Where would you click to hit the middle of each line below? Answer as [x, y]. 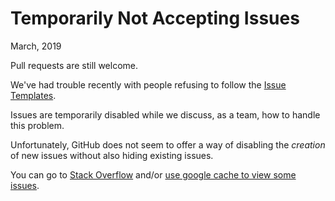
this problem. [37, 125]
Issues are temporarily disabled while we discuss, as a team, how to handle [165, 114]
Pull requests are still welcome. [74, 65]
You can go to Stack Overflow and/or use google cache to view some [153, 174]
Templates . [33, 95]
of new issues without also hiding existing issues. [112, 155]
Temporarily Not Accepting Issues [155, 18]
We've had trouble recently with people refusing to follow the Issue [148, 84]
